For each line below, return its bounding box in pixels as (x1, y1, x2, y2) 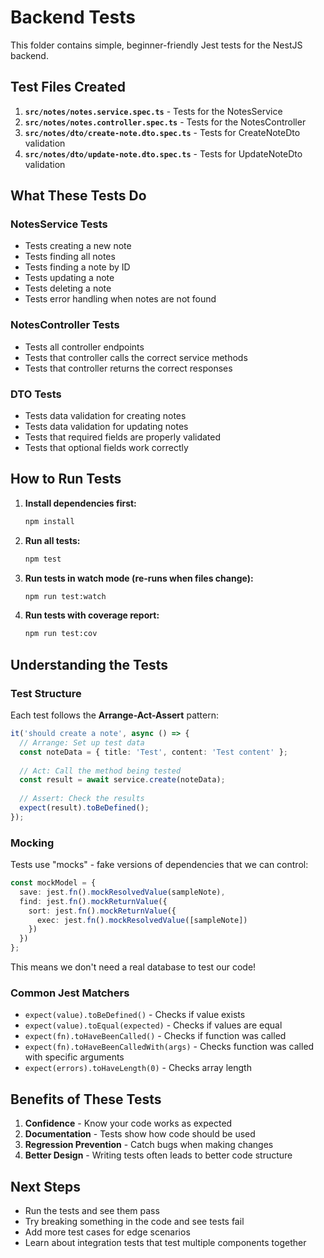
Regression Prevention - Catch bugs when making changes (24, 1139, 274, 1151)
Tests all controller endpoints (24, 341, 145, 353)
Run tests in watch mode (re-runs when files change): (24, 572, 254, 584)
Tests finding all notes (24, 251, 116, 263)
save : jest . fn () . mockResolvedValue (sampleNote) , (19, 887, 226, 897)
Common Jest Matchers (10, 986, 130, 1000)
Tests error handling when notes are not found (24, 293, 217, 305)
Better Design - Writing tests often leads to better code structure (24, 1149, 293, 1161)
